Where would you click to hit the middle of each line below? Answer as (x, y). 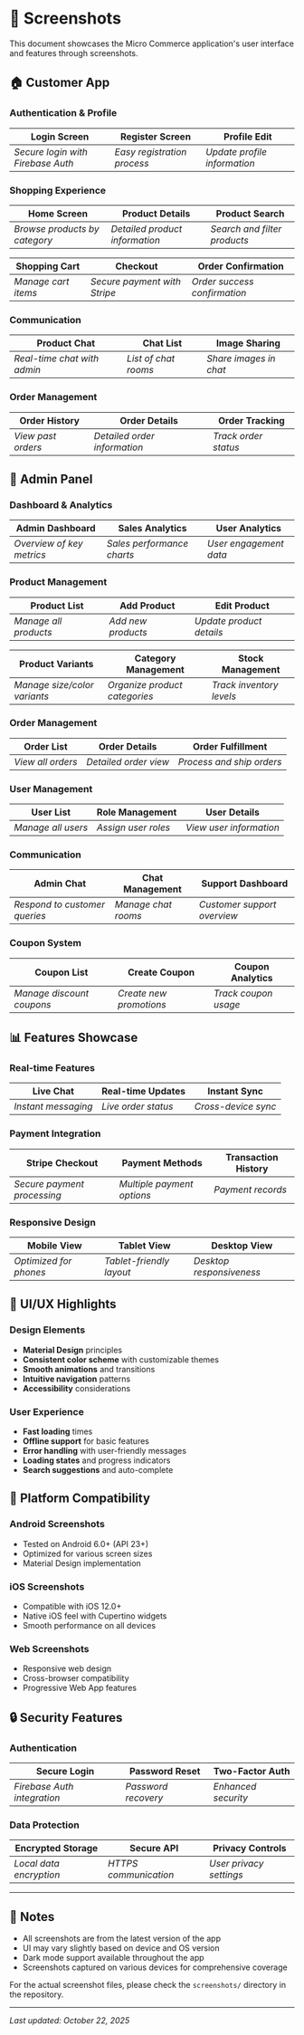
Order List (46, 746)
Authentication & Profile (63, 113)
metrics (30, 555)
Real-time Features (52, 1068)
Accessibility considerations (76, 1388)
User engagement (245, 544)
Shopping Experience (58, 190)
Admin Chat (60, 884)
